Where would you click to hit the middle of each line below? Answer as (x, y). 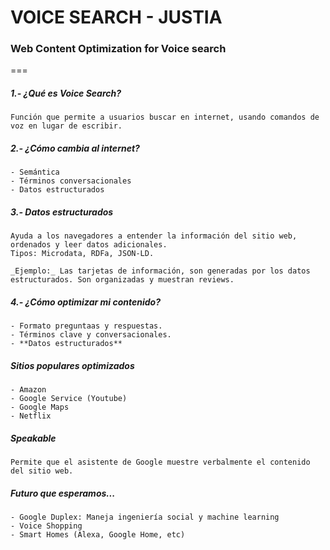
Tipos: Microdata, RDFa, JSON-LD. (82, 254)
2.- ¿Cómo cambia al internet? (75, 148)
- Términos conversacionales (71, 181)
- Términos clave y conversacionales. (91, 335)
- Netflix (31, 416)
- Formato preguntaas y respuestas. (86, 326)
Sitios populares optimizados (72, 365)
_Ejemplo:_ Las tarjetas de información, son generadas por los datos (160, 271)
